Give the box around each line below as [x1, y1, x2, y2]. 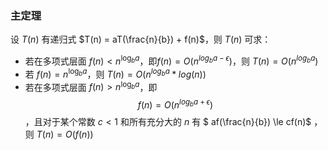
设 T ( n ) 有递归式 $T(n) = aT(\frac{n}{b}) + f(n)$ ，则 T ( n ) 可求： [10, 33, 272, 46]
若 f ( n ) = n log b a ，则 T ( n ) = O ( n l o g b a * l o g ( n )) [24, 66, 207, 80]
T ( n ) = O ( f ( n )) [36, 128, 94, 140]
